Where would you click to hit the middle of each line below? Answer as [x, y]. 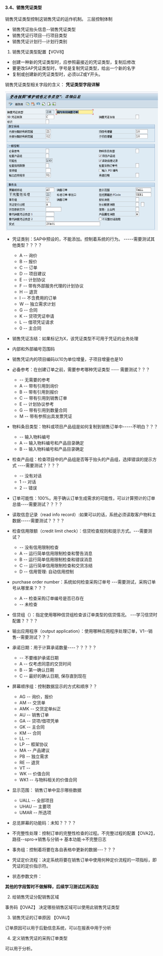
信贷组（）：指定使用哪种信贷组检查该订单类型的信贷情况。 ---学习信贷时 [85, 615]
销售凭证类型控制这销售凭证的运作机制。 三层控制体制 [59, 19]
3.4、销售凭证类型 [24, 7]
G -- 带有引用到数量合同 [43, 410]
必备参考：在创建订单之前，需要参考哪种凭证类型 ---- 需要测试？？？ [81, 369]
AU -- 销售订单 [34, 715]
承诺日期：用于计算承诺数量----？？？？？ [54, 647]
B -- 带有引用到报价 [39, 392]
